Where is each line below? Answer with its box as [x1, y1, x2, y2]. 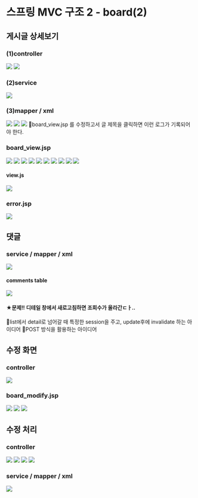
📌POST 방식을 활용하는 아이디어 [21, 326, 97, 333]
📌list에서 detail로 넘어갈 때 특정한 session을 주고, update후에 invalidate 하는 [6, 318, 186, 325]
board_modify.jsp [6, 391, 59, 399]
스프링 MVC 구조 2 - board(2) [6, 5, 147, 19]
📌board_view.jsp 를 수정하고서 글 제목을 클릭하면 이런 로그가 [28, 121, 170, 128]
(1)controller [6, 49, 43, 57]
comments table [6, 276, 48, 284]
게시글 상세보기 [6, 31, 59, 41]
